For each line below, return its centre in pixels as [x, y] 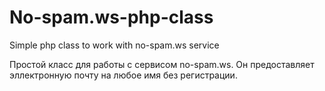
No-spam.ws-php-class [111, 17]
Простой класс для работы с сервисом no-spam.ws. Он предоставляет [162, 64]
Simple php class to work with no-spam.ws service [114, 45]
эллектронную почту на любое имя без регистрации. [123, 75]
